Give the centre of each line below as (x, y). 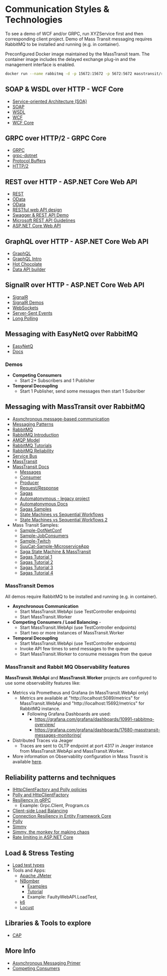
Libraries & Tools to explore (48, 923)
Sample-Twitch (35, 541)
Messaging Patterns (33, 424)
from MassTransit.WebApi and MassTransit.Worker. (72, 751)
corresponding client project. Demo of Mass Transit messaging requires (79, 39)
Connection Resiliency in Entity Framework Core (62, 816)
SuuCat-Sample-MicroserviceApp (54, 546)
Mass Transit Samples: (36, 525)
